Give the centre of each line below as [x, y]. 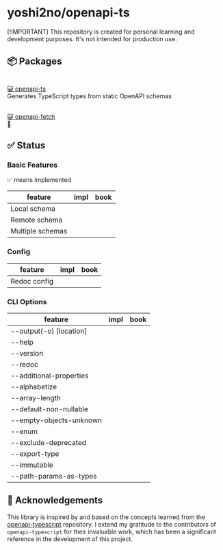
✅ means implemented [39, 180]
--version [27, 354]
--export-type [35, 454]
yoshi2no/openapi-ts [68, 13]
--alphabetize [34, 387]
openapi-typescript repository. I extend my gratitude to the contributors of [112, 524]
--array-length [36, 398]
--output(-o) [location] [49, 331]
